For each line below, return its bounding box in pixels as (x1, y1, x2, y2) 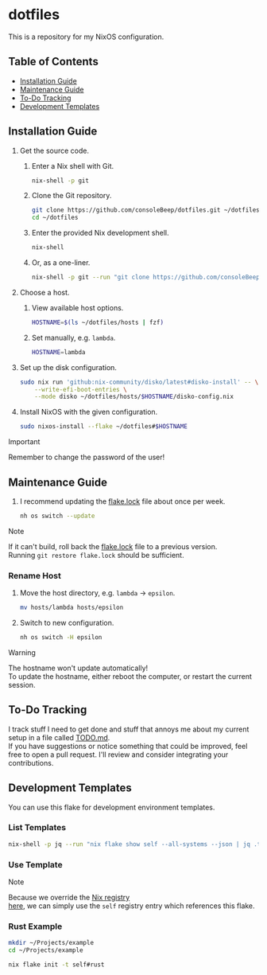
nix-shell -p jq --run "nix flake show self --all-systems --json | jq (8, 840, 250, 848)
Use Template (8, 859, 63, 870)
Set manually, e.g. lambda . (31, 333, 116, 342)
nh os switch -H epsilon (19, 634, 103, 642)
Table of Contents (8, 55, 99, 68)
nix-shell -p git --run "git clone (31, 273, 149, 282)
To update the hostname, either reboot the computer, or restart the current (8, 671, 253, 681)
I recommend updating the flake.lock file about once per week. (19, 497, 226, 506)
